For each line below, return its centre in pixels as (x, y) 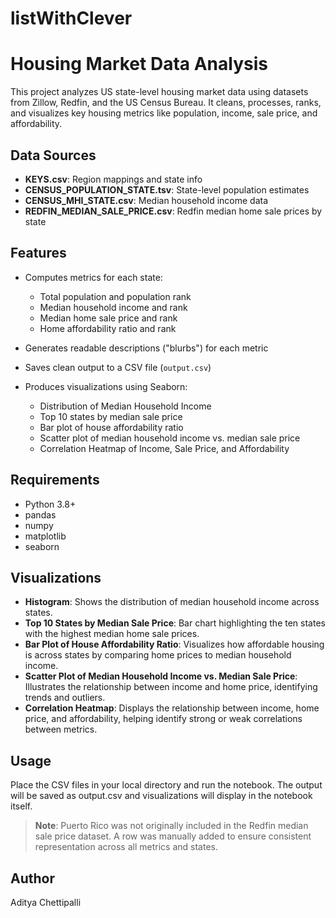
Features (38, 253)
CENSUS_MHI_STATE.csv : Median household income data (146, 200)
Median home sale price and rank (108, 318)
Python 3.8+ (50, 504)
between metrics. (61, 729)
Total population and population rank (115, 296)
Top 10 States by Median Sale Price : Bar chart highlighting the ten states (175, 623)
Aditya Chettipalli (46, 902)
